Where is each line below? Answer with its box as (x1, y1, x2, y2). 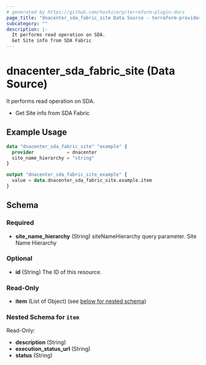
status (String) (15, 351, 53, 359)
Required (6, 219, 34, 227)
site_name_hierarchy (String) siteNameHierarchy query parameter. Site (15, 232, 197, 240)
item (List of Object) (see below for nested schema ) (15, 297, 147, 305)
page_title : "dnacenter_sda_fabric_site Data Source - (6, 15, 150, 21)
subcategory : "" (6, 20, 48, 26)
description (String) (15, 339, 66, 346)
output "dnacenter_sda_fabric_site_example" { (6, 171, 128, 178)
